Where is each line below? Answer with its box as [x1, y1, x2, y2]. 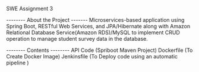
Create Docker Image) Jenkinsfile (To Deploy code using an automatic [6, 53, 178, 60]
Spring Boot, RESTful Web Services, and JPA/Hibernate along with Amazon [6, 23, 191, 30]
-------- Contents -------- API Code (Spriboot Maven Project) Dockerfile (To [6, 47, 193, 54]
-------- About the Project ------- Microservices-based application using [6, 17, 185, 23]
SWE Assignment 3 [6, 5, 53, 12]
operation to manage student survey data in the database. [6, 35, 149, 42]
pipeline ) [6, 59, 29, 66]
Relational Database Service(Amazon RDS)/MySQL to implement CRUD [6, 29, 180, 36]
